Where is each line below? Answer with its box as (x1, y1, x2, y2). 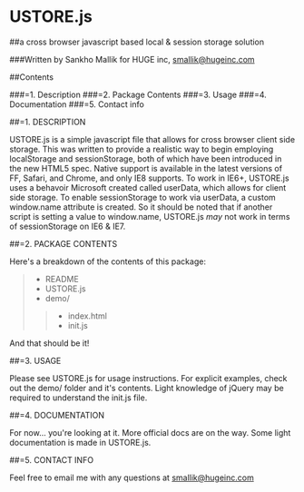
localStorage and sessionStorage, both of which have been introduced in (9, 153, 282, 164)
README (44, 273, 79, 284)
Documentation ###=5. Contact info (9, 98, 145, 110)
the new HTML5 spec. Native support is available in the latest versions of (9, 162, 283, 173)
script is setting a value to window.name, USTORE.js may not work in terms (9, 211, 290, 221)
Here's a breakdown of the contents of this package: (9, 256, 207, 267)
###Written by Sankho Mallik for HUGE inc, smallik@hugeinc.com (9, 54, 256, 64)
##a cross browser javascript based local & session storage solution (9, 36, 265, 47)
